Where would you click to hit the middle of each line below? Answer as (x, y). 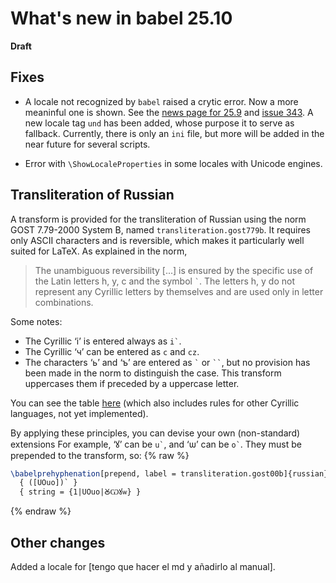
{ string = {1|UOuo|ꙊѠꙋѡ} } (80, 492)
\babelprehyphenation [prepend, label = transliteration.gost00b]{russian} (169, 473)
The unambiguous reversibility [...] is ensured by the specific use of (174, 270)
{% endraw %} (41, 511)
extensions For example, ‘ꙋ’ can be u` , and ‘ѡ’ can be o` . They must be (156, 444)
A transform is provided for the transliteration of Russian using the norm (158, 219)
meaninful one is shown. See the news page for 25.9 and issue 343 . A (169, 112)
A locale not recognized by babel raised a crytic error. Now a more (161, 101)
